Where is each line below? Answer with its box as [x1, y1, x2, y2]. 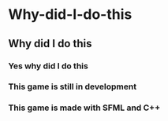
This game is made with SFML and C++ [8, 102, 161, 113]
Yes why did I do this [8, 60, 88, 71]
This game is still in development [8, 81, 136, 92]
